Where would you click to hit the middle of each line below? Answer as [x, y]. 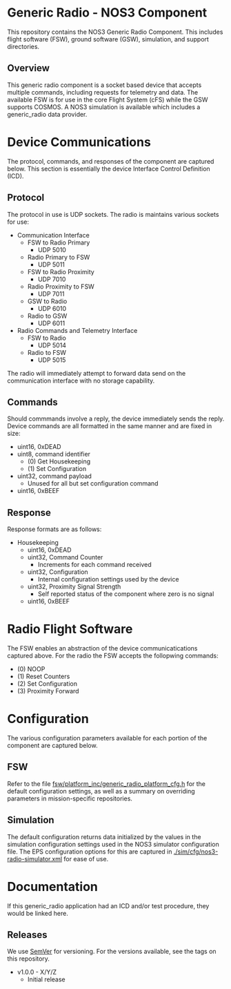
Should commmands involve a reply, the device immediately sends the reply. [116, 419]
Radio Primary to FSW [59, 257]
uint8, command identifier [54, 454]
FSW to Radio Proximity [61, 271]
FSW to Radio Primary [59, 242]
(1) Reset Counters [43, 676]
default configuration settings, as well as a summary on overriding [101, 791]
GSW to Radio [47, 301]
